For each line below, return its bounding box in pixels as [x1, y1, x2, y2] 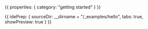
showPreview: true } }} [5, 19, 52, 25]
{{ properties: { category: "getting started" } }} [5, 4, 101, 10]
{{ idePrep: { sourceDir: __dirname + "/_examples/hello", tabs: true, [5, 14, 143, 19]
